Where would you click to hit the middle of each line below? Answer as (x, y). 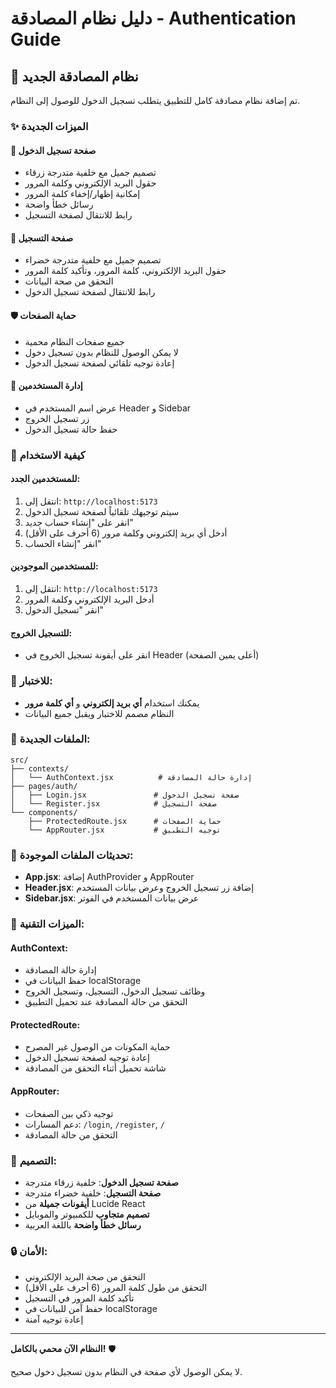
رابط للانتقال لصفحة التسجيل (78, 215)
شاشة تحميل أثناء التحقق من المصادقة (95, 1068)
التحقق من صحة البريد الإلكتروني (85, 1277)
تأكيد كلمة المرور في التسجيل (79, 1298)
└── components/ (44, 812)
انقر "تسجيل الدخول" (64, 610)
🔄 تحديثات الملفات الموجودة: (72, 855)
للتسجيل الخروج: (41, 633)
